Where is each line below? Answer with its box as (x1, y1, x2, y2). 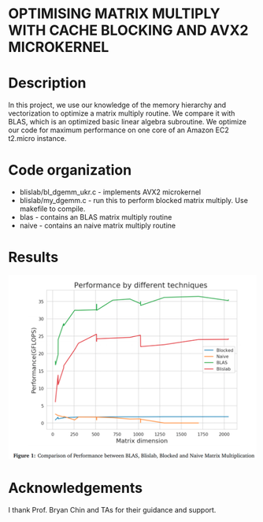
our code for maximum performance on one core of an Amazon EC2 (8, 125, 230, 135)
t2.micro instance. (8, 134, 67, 143)
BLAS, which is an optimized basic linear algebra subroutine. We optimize (8, 117, 246, 127)
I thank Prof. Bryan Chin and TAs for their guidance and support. (8, 505, 217, 514)
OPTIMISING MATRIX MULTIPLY (8, 5, 220, 23)
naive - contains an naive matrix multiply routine (19, 221, 176, 231)
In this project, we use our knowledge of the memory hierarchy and (8, 100, 227, 110)
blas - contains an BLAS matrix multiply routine (19, 213, 172, 222)
